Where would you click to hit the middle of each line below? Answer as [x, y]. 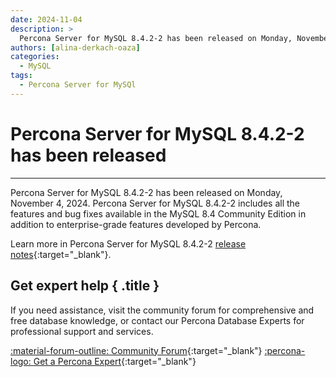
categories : [35, 57]
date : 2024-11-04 [46, 19]
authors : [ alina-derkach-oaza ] [75, 47]
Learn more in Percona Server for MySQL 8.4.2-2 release [128, 243]
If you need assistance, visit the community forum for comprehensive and [162, 310]
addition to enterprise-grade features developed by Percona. [136, 224]
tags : [21, 76]
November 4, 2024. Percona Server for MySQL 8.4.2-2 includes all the [155, 203]
